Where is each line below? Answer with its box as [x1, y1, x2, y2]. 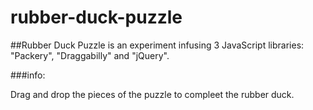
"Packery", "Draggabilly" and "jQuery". [10, 49, 170, 61]
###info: [10, 69, 46, 81]
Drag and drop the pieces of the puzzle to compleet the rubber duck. [10, 88, 295, 100]
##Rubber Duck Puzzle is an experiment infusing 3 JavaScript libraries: [10, 39, 305, 51]
